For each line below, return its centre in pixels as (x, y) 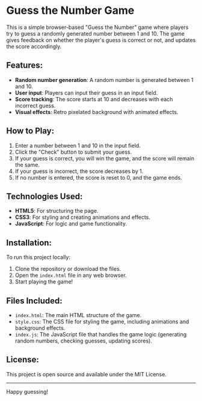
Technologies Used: (44, 196)
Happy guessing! (27, 391)
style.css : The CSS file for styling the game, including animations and (102, 321)
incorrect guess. (35, 106)
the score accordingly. (34, 46)
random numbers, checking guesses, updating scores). (83, 341)
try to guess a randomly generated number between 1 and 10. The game (96, 33)
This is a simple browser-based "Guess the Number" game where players (97, 27)
